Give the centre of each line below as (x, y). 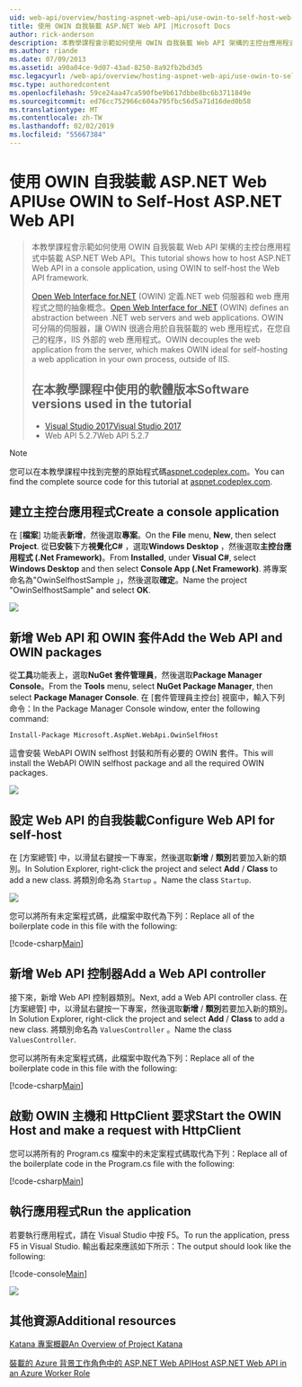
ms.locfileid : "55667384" (58, 135)
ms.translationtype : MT (54, 110)
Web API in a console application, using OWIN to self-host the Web (155, 268)
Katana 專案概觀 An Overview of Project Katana (96, 1344)
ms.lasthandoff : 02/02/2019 (62, 127)
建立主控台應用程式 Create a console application (144, 512)
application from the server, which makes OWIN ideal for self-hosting (160, 349)
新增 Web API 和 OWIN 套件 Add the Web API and (146, 638)
